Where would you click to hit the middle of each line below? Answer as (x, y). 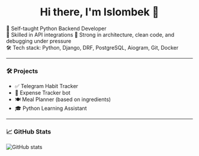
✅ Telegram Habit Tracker (46, 86)
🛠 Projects (22, 71)
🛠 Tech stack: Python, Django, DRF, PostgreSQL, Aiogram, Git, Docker (92, 47)
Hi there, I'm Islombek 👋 (99, 12)
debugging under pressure (39, 41)
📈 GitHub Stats (29, 132)
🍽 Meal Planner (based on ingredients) (63, 99)
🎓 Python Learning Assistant (51, 108)
